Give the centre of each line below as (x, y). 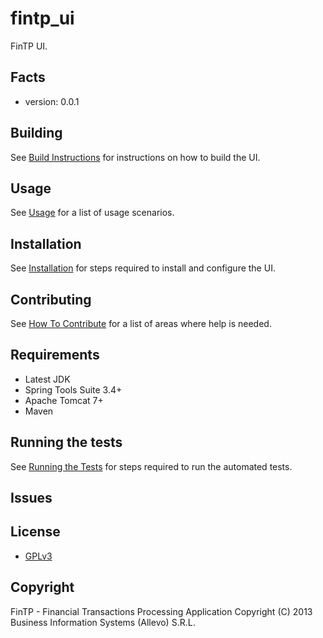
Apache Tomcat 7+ (64, 400)
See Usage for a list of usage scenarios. (92, 213)
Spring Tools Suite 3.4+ (73, 389)
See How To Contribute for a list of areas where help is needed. (141, 323)
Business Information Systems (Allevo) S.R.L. (103, 622)
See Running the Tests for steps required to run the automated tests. (151, 466)
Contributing (51, 299)
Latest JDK (47, 379)
